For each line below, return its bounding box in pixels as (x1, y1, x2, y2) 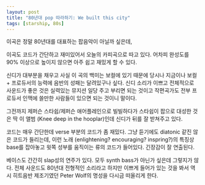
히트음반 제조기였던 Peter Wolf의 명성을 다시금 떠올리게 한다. (12, 172, 158, 179)
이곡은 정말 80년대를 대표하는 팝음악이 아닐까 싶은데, (6, 38, 133, 45)
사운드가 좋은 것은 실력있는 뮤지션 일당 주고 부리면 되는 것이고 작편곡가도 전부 (6, 87, 191, 94)
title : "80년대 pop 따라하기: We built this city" (6, 15, 130, 21)
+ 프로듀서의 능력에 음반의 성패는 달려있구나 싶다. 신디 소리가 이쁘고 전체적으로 (6, 79, 195, 86)
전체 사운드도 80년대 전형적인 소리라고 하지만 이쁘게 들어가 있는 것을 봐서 (14, 164, 189, 172)
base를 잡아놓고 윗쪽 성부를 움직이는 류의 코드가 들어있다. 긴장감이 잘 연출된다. (6, 143, 195, 151)
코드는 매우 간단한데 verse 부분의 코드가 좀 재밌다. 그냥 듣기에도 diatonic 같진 (6, 128, 192, 135)
